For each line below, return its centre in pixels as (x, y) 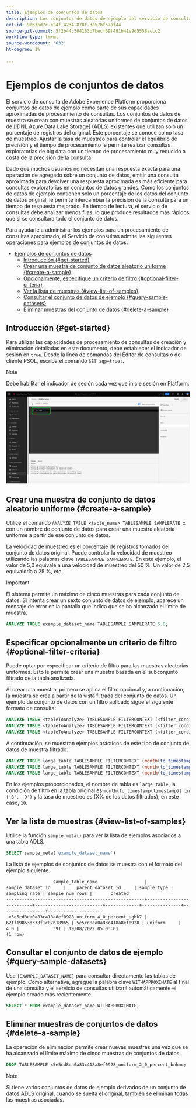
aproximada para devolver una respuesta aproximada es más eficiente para (97, 181)
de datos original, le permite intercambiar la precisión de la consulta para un (97, 199)
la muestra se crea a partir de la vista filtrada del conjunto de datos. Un (91, 696)
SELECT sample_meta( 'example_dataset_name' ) (61, 853)
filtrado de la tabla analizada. (41, 678)
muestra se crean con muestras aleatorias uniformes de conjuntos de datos (97, 120)
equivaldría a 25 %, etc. (34, 572)
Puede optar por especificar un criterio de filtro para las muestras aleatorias (97, 666)
